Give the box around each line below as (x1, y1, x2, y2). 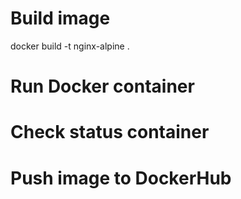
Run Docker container (10, 75, 195, 98)
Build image (10, 7, 111, 30)
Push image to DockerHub (10, 167, 232, 189)
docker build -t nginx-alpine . (10, 40, 130, 52)
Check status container (10, 121, 210, 144)
